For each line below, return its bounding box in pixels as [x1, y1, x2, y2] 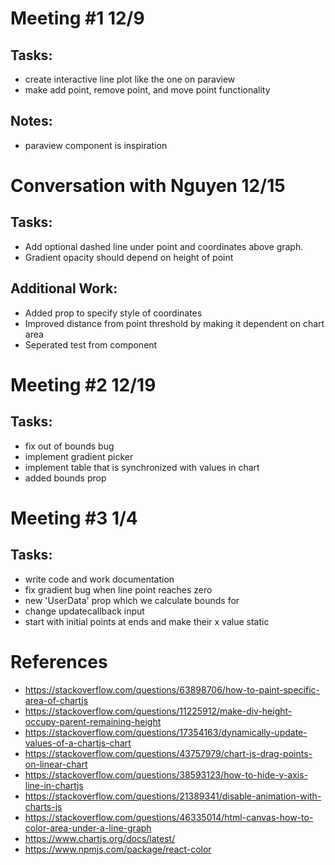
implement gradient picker [24, 450, 134, 462]
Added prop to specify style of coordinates [24, 307, 203, 319]
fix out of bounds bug [24, 440, 115, 452]
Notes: [10, 113, 53, 130]
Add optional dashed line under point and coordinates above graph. [24, 240, 304, 252]
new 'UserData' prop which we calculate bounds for [24, 594, 240, 606]
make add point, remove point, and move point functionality [24, 84, 271, 96]
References [10, 650, 108, 673]
